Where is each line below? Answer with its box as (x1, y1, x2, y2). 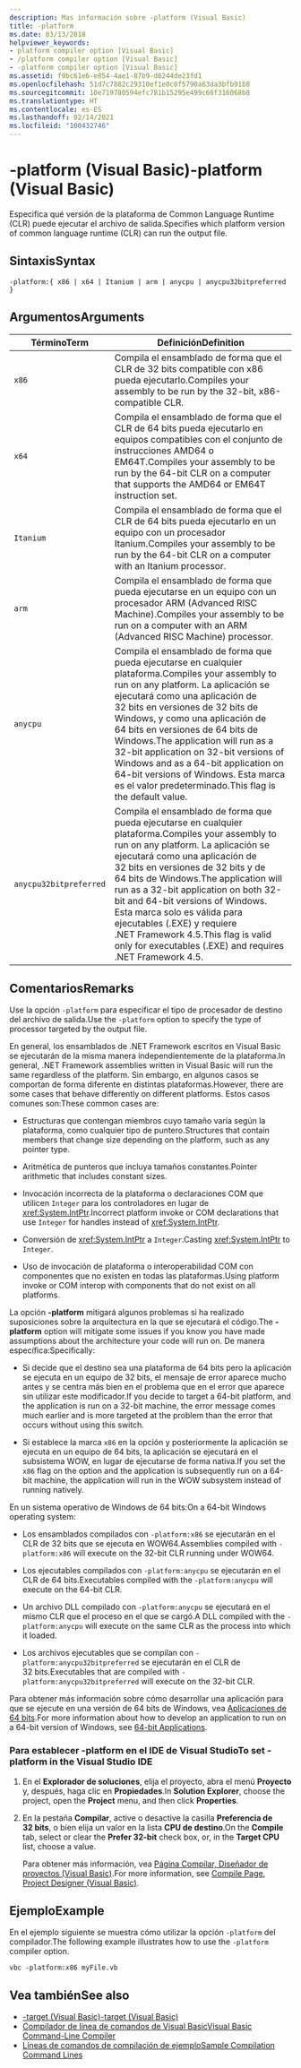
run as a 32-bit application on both (114, 883, 262, 896)
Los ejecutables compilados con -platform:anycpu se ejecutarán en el (21, 1565, 280, 1576)
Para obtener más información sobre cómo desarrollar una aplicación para (9, 1693, 284, 1704)
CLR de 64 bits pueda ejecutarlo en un (114, 514, 277, 527)
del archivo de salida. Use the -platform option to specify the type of (9, 1014, 262, 1025)
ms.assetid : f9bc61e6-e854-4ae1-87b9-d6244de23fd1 (9, 72, 202, 81)
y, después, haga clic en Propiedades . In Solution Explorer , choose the (21, 1785, 285, 1797)
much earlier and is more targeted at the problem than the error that (21, 1410, 273, 1421)
